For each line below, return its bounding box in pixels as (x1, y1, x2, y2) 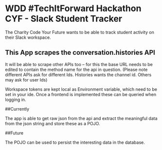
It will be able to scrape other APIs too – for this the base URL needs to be (5, 61, 153, 67)
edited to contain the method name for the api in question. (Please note (5, 67, 148, 72)
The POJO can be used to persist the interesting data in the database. (5, 139, 145, 145)
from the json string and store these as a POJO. (5, 120, 100, 126)
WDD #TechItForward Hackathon (5, 3, 142, 14)
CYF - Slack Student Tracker (5, 13, 123, 24)
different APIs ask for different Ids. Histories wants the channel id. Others (5, 71, 152, 78)
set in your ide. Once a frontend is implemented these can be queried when (5, 91, 157, 97)
